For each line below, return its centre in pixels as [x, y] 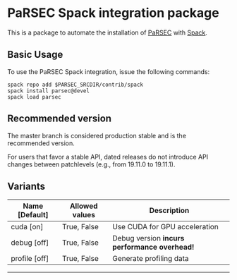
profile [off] [30, 259]
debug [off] [30, 243]
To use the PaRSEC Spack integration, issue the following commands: [109, 71]
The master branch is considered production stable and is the [97, 135]
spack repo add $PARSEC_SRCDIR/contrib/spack [75, 85]
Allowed [84, 206]
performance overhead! [153, 247]
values [84, 215]
